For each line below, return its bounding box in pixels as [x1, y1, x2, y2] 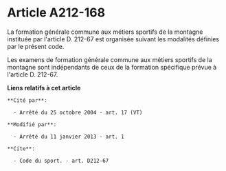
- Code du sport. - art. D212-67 [13, 157, 109, 164]
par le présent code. [7, 42, 65, 50]
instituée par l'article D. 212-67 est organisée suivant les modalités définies [7, 34, 220, 43]
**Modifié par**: [7, 121, 57, 128]
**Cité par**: [7, 97, 48, 104]
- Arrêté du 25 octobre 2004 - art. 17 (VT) [13, 109, 143, 116]
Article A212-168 [7, 5, 105, 21]
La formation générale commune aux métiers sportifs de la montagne [7, 28, 203, 36]
